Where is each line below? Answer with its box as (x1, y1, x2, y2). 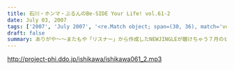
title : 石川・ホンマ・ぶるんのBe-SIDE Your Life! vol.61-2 (7, 10, 171, 17)
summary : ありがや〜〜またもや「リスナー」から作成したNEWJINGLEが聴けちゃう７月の (7, 36, 224, 43)
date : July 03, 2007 (7, 17, 68, 24)
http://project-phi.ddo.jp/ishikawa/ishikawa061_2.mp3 (7, 55, 162, 63)
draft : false (7, 29, 45, 37)
